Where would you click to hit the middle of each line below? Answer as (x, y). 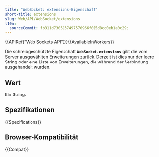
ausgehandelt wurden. (28, 67)
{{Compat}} (17, 149)
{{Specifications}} (23, 122)
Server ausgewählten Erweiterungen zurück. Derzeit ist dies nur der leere (79, 57)
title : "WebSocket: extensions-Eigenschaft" (51, 10)
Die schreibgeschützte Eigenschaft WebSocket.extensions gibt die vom (76, 52)
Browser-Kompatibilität (42, 138)
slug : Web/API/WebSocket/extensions (43, 19)
